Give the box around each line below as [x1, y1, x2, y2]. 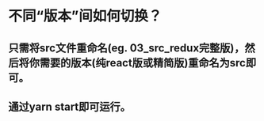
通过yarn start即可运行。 [8, 100, 131, 113]
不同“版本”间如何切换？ [8, 7, 163, 25]
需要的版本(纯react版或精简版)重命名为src [39, 56, 246, 70]
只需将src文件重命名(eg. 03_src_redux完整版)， [8, 41, 245, 55]
